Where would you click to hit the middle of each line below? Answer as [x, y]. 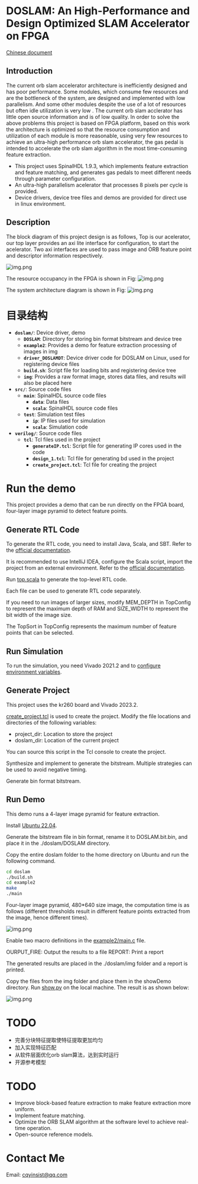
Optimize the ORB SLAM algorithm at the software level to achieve [95, 1122]
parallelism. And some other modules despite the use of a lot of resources [96, 104]
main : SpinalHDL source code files [65, 395]
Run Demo [26, 799]
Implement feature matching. [50, 1115]
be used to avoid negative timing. [47, 769]
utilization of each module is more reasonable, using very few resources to [97, 136]
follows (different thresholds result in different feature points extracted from [98, 911]
